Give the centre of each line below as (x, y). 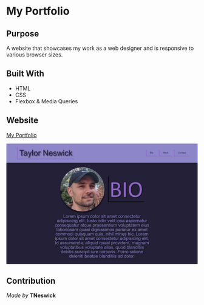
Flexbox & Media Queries (46, 101)
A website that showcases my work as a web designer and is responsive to (100, 48)
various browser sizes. (35, 55)
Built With (25, 74)
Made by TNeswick (31, 295)
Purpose (23, 34)
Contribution (31, 281)
